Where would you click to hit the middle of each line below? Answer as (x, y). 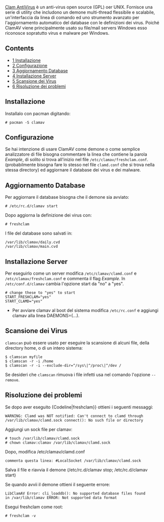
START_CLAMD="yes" (24, 301)
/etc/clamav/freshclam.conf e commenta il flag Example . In (65, 279)
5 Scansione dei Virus (34, 81)
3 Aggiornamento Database (40, 71)
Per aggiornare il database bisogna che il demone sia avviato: (67, 197)
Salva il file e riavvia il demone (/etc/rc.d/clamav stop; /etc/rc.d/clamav (76, 470)
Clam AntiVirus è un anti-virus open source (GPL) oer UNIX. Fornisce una (79, 7)
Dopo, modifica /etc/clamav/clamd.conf (45, 451)
